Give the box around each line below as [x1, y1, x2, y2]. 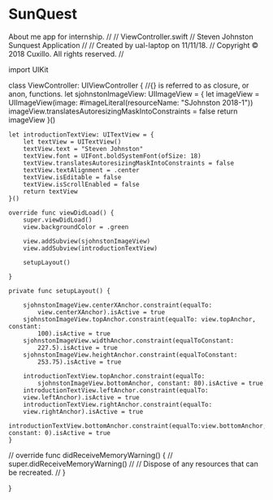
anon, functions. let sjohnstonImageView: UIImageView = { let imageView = [8, 88, 260, 98]
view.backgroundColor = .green [23, 222, 129, 231]
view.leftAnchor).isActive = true [23, 393, 140, 402]
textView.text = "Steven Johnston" [23, 144, 144, 153]
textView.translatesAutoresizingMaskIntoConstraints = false [23, 159, 234, 167]
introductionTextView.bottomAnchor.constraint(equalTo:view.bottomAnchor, [8, 421, 267, 430]
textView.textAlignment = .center [23, 166, 140, 175]
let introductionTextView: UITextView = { [8, 131, 154, 139]
